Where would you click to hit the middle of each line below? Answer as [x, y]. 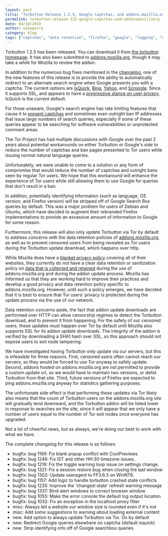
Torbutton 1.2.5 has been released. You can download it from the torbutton [82, 52]
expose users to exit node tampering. [44, 341]
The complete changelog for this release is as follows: [61, 444]
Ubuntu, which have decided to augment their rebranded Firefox [71, 212]
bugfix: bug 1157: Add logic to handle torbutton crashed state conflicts [84, 480]
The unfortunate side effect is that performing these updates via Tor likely [81, 393]
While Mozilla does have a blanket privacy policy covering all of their [76, 257]
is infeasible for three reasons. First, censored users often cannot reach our [83, 356]
